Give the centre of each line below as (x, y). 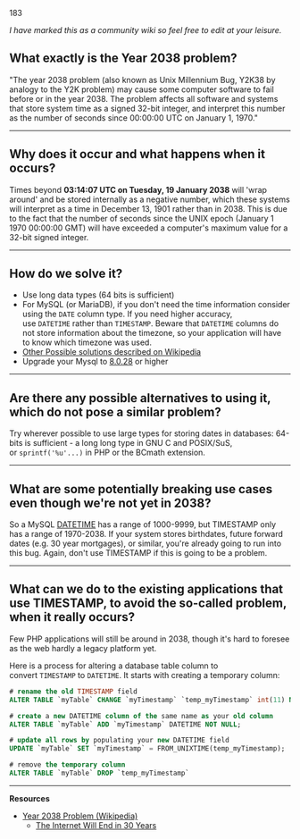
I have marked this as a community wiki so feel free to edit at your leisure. (146, 30)
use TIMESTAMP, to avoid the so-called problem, (148, 604)
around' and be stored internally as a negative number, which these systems (150, 199)
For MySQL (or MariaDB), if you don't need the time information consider (156, 305)
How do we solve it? (66, 274)
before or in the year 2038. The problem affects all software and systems (144, 98)
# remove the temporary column (67, 765)
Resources (30, 798)
